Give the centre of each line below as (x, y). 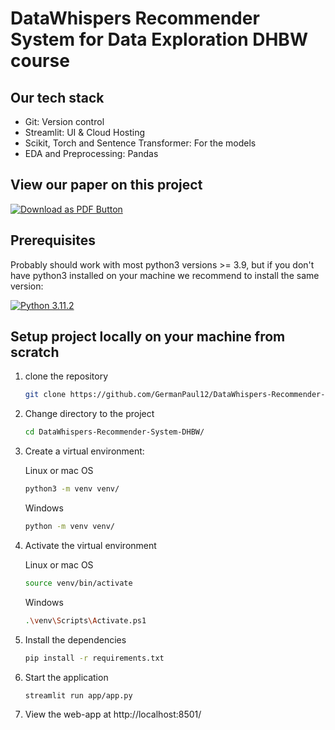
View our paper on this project (106, 185)
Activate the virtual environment (90, 545)
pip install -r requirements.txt (94, 658)
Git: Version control (64, 121)
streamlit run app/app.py (78, 695)
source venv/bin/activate (78, 583)
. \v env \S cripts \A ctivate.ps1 (85, 620)
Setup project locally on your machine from (148, 337)
